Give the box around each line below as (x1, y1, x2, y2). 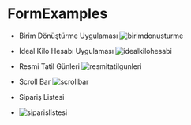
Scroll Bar (18, 77, 51, 86)
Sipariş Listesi (18, 92, 65, 101)
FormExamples (7, 5, 108, 23)
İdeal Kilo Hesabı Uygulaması (18, 46, 114, 55)
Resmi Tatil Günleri (18, 61, 81, 71)
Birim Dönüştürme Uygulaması (18, 31, 118, 40)
